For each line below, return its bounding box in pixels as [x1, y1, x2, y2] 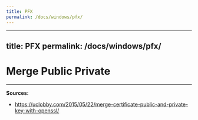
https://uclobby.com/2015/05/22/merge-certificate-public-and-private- [14, 101, 189, 108]
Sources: [6, 89, 29, 97]
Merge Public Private [6, 65, 111, 78]
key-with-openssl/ [14, 107, 60, 114]
